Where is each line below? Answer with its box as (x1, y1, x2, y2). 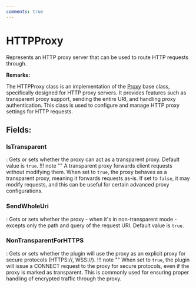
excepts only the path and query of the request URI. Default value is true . (6, 222, 184, 229)
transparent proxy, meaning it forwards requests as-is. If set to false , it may (6, 175, 190, 182)
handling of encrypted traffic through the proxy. (6, 275, 122, 282)
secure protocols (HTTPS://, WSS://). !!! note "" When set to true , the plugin (6, 256, 190, 263)
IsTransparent (6, 142, 47, 150)
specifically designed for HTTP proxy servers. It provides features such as (6, 89, 187, 96)
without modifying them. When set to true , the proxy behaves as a (6, 169, 167, 176)
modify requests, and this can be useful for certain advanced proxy (6, 181, 170, 188)
